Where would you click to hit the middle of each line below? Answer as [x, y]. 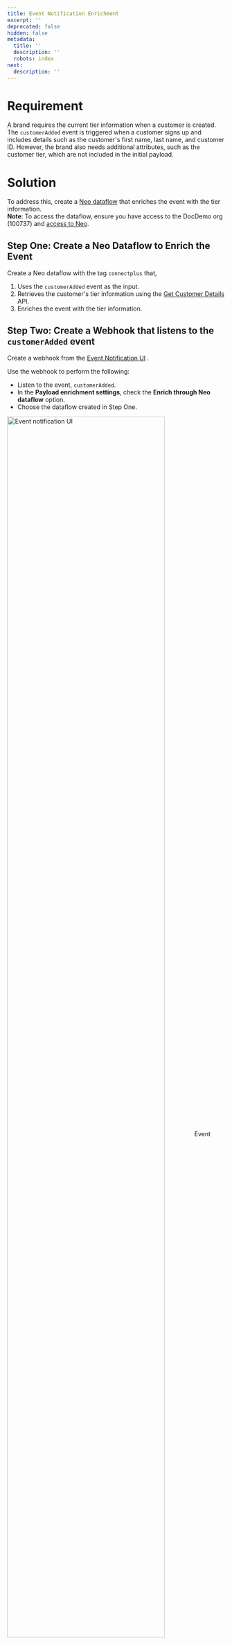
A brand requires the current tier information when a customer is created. [112, 125]
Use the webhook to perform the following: [69, 371]
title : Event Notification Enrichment [63, 14]
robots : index [34, 59]
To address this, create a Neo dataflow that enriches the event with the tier [114, 202]
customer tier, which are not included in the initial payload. [91, 155]
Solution [32, 183]
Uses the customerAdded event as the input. [78, 287]
